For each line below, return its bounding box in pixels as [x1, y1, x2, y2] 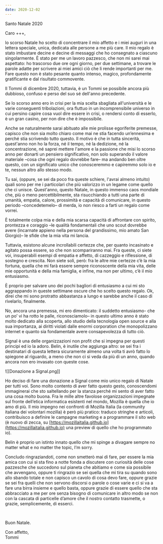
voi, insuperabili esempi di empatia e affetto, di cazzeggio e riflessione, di [5, 252, 152, 258]
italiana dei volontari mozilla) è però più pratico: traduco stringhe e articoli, [5, 409, 154, 415]
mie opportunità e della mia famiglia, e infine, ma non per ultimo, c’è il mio [5, 268, 153, 274]
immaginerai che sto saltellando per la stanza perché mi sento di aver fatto [5, 388, 155, 394]
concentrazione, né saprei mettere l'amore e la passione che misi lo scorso [5, 146, 156, 152]
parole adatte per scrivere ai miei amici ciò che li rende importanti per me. [5, 66, 153, 71]
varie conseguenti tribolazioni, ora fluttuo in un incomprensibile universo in [5, 105, 155, 111]
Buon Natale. [5, 520, 31, 525]
